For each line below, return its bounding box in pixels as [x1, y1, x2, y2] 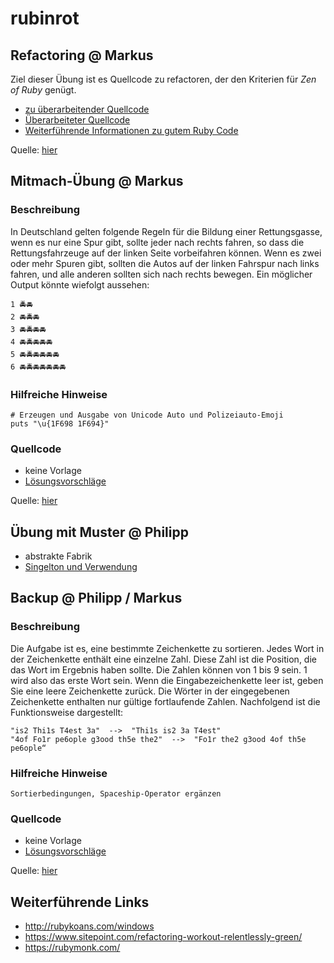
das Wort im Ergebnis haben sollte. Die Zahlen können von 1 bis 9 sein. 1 [10, 663, 308, 676]
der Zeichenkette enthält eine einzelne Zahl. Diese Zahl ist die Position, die [10, 653, 317, 665]
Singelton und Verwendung [24, 561, 138, 573]
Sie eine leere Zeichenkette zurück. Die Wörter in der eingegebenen [10, 685, 290, 697]
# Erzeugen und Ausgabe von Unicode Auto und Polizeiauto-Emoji [10, 410, 284, 420]
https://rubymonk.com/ [24, 942, 121, 954]
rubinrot [10, 7, 80, 30]
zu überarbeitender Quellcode [24, 103, 150, 115]
